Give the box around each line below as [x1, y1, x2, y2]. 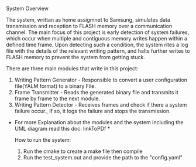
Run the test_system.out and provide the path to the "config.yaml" [23, 154, 183, 161]
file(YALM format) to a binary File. [14, 83, 97, 90]
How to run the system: [14, 137, 71, 143]
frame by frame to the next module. [14, 95, 101, 102]
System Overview [6, 5, 49, 12]
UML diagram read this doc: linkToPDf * [14, 125, 111, 132]
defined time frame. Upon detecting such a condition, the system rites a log [6, 41, 188, 48]
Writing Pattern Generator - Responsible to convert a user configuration [14, 76, 188, 83]
